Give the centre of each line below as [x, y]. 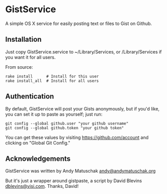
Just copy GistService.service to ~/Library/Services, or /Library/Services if [83, 51]
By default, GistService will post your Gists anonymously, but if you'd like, [82, 108]
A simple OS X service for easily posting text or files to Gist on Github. [79, 23]
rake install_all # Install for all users [52, 81]
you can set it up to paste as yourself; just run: [54, 114]
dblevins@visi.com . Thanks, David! [42, 186]
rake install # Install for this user [52, 76]
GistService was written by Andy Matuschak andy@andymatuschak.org [81, 171]
